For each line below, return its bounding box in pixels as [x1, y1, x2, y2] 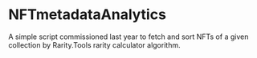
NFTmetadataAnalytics [8, 6, 167, 24]
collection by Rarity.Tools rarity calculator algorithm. [8, 40, 181, 49]
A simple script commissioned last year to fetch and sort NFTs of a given [8, 32, 249, 41]
